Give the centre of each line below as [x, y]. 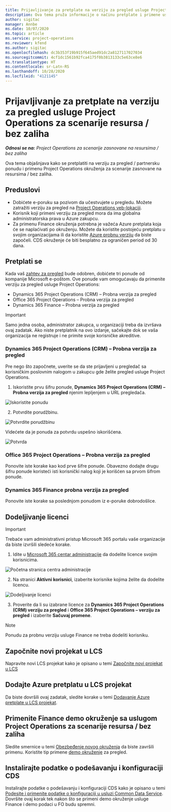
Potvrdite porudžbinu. [35, 412]
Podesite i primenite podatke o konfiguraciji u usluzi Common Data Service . [84, 794]
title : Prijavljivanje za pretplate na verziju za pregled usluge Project [86, 10]
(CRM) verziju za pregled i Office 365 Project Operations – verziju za [86, 610]
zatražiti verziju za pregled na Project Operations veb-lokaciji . [77, 208]
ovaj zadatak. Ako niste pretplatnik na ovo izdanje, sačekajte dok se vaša [82, 330]
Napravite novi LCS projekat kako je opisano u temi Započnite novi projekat [84, 663]
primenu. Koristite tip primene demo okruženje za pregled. [66, 752]
